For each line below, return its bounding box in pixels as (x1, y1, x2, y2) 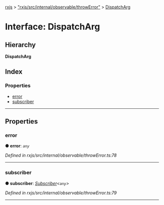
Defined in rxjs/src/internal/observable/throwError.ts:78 (5, 152, 117, 158)
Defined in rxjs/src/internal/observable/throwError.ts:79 (5, 190, 117, 196)
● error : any (5, 143, 30, 149)
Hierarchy (5, 41, 36, 49)
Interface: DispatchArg (5, 21, 100, 32)
